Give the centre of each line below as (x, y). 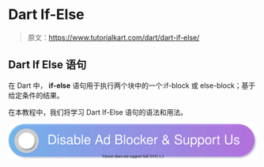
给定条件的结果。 (36, 95)
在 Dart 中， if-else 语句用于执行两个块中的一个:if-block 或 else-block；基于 (132, 85)
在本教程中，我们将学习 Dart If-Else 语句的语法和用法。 (98, 112)
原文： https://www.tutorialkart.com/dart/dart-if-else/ (113, 37)
